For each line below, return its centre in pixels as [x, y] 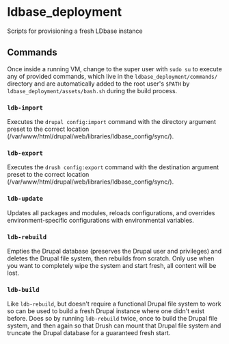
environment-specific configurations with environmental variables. [101, 220]
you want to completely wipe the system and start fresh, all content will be [112, 265]
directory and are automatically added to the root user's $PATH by [98, 84]
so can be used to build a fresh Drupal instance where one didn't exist [106, 311]
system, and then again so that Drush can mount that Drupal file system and [114, 325]
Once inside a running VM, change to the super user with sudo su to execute [114, 69]
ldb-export [25, 153]
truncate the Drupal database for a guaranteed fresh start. [89, 333]
